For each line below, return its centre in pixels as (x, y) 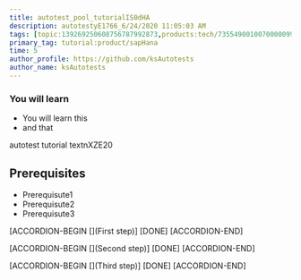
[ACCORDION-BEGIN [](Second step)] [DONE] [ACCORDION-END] (132, 248)
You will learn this (55, 118)
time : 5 (24, 51)
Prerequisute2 (48, 204)
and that (38, 128)
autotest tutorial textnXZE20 (61, 145)
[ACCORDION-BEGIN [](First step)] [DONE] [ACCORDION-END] (126, 231)
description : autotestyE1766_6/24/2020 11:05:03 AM (107, 26)
